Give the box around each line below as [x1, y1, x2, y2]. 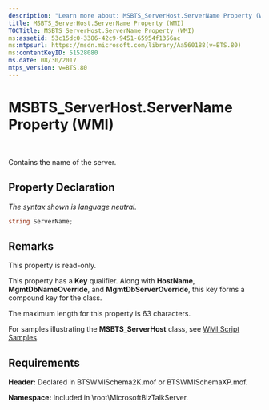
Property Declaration [8, 181, 115, 195]
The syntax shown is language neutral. [8, 202, 138, 211]
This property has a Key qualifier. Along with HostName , [8, 276, 195, 286]
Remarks [8, 239, 54, 253]
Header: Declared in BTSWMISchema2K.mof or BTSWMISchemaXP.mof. [8, 377, 248, 387]
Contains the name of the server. [8, 157, 117, 167]
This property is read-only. [8, 261, 97, 271]
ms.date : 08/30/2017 [8, 57, 78, 65]
